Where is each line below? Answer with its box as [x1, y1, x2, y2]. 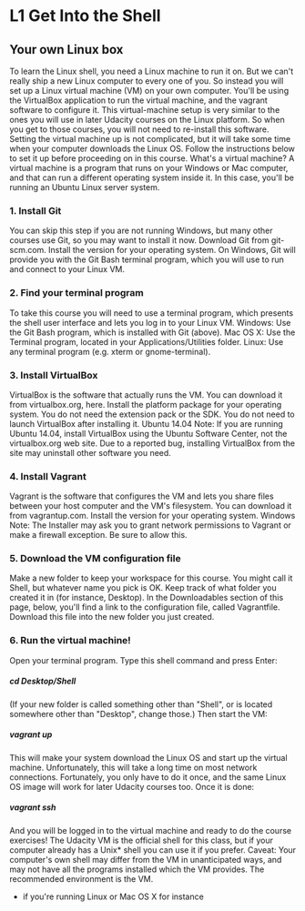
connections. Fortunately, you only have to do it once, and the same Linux [9, 771, 287, 783]
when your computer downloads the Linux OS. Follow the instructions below [9, 143, 296, 154]
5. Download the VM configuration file [9, 552, 181, 565]
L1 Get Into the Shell [9, 5, 161, 26]
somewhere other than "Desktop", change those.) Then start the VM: [9, 708, 268, 719]
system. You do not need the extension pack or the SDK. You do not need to [9, 409, 295, 420]
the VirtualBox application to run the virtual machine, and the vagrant [9, 95, 269, 106]
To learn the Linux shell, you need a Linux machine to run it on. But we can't [9, 66, 294, 76]
